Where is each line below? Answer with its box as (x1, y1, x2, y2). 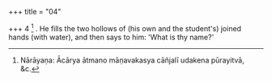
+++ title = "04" (8, 7, 62, 16)
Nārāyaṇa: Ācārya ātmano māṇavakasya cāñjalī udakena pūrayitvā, (19, 55, 245, 65)
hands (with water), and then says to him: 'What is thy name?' (8, 32, 215, 42)
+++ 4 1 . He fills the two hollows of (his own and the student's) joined (8, 22, 241, 33)
